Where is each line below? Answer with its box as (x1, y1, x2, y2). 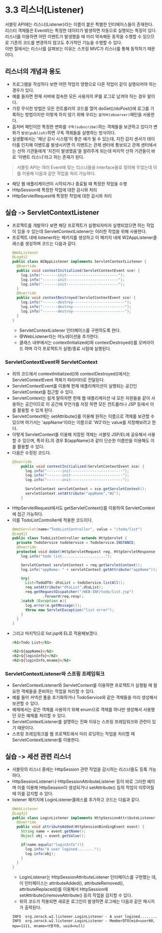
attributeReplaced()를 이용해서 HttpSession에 (19, 886, 108, 892)
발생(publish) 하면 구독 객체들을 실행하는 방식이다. (21, 130, 116, 136)
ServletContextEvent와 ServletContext (5, 359, 98, 366)
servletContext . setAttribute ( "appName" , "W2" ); (25, 491, 121, 496)
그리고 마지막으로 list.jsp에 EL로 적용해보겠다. (12, 630, 99, 636)
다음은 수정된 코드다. (12, 450, 51, 456)
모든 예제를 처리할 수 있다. (17, 712, 67, 719)
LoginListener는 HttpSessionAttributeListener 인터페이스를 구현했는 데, (19, 874, 157, 880)
